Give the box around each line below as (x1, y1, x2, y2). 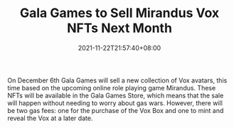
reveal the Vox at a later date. (7, 114, 93, 122)
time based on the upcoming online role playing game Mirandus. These (7, 83, 216, 92)
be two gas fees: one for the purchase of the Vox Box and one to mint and (7, 106, 224, 114)
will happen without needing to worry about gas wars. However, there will (7, 98, 223, 107)
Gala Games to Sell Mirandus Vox (20, 5, 219, 21)
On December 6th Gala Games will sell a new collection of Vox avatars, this (7, 76, 228, 85)
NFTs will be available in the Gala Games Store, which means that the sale (7, 91, 224, 100)
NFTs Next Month (66, 20, 173, 36)
